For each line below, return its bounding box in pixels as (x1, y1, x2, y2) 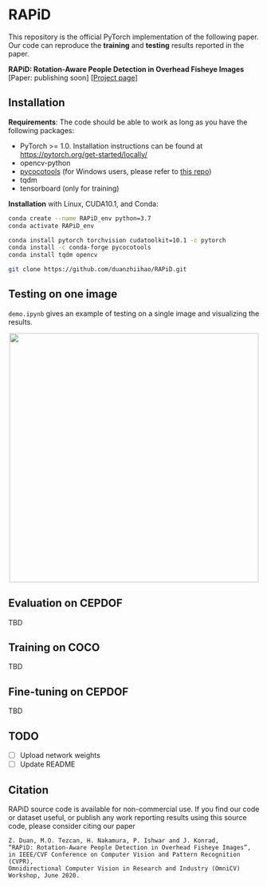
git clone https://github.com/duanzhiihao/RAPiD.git (8, 266, 187, 274)
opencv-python (19, 158, 71, 168)
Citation (8, 783, 49, 797)
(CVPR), (8, 857, 34, 865)
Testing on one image (8, 287, 118, 301)
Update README (19, 759, 76, 769)
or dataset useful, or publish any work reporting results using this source (8, 813, 247, 822)
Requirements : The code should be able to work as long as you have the (8, 117, 248, 127)
